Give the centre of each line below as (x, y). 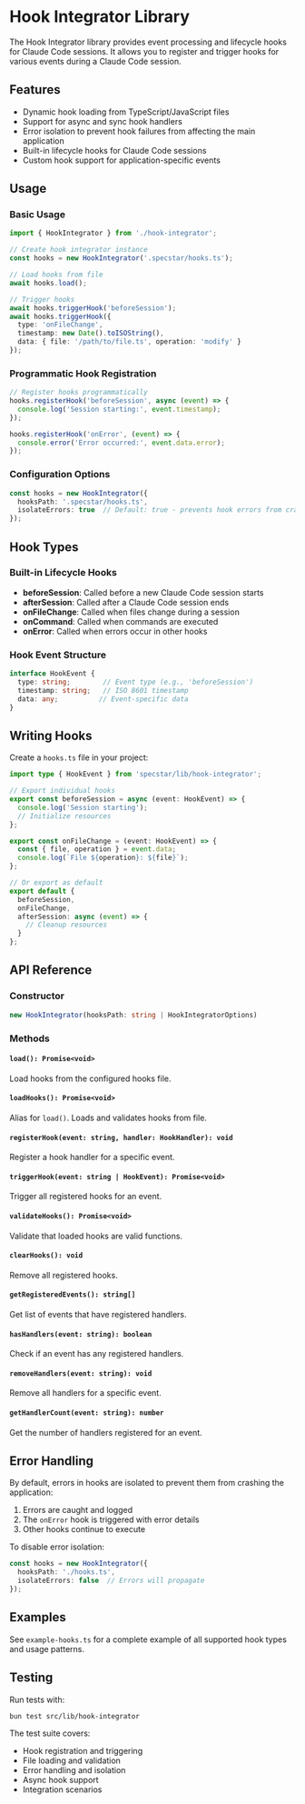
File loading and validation (71, 1760)
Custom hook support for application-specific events (121, 160)
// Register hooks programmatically (79, 393)
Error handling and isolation (74, 1770)
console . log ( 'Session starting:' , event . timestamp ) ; (119, 409)
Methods (30, 1038)
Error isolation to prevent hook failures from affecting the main (139, 131)
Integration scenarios (62, 1789)
